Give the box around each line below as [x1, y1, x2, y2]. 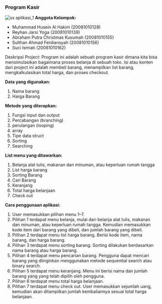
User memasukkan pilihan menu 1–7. [12, 212, 85, 217]
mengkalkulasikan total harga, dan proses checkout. [5, 70, 109, 76]
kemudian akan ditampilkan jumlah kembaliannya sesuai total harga [12, 289, 147, 294]
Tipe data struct [12, 133, 44, 139]
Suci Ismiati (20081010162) [12, 45, 66, 51]
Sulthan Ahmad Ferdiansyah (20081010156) [12, 40, 99, 46]
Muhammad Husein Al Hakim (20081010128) [12, 24, 101, 30]
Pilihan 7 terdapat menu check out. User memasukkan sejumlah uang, [12, 284, 152, 289]
